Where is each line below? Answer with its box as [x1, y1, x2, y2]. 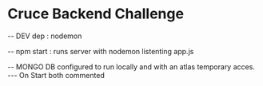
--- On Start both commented [7, 70, 105, 80]
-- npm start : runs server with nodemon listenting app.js [7, 46, 194, 56]
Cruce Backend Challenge [7, 5, 185, 23]
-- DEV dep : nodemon [7, 31, 82, 41]
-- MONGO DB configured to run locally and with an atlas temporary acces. [7, 61, 255, 72]
